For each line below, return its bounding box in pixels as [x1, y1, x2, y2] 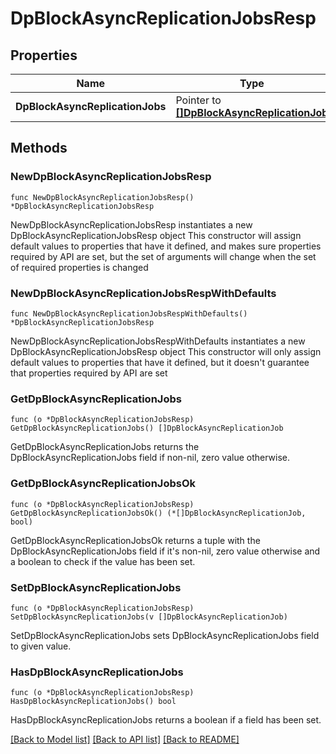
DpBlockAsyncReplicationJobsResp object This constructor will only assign [10, 345, 322, 357]
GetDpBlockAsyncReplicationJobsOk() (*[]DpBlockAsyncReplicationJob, [10, 508, 307, 518]
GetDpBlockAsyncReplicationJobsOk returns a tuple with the [10, 534, 261, 546]
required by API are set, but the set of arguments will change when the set [10, 250, 317, 262]
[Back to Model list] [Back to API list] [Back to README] [10, 733, 240, 746]
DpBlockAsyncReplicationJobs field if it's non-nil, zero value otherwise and [10, 545, 321, 557]
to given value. [10, 640, 72, 652]
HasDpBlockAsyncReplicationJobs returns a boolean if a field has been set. [10, 714, 322, 726]
